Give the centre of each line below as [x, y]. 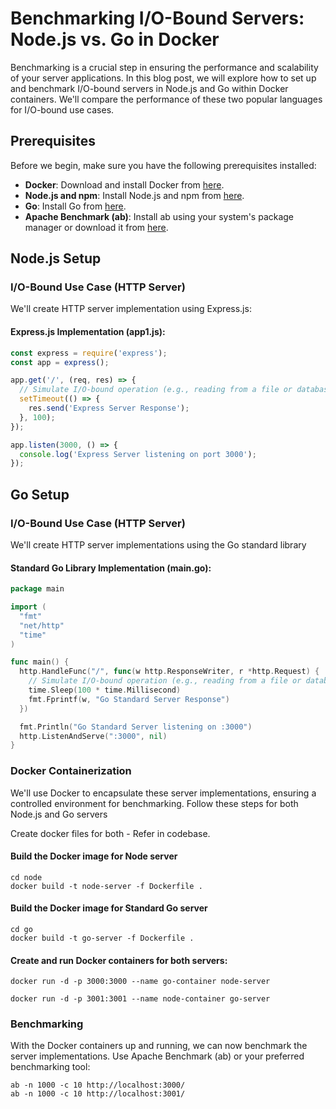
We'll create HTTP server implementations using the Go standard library [158, 544]
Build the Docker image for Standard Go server [109, 908]
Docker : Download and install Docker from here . [124, 184]
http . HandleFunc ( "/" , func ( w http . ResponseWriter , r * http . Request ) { [169, 672]
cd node [26, 877]
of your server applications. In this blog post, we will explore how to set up [163, 78]
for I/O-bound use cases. [62, 109]
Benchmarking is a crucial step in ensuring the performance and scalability [164, 67]
